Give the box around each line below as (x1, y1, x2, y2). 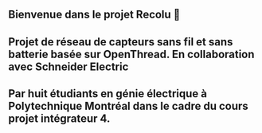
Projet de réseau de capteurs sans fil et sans (8, 35, 233, 49)
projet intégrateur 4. (8, 112, 111, 126)
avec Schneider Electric (8, 60, 129, 73)
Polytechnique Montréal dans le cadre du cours (8, 100, 248, 113)
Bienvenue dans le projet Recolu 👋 (8, 8, 181, 22)
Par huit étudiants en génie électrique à (8, 87, 207, 100)
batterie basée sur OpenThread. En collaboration (8, 47, 255, 61)
